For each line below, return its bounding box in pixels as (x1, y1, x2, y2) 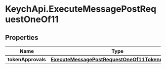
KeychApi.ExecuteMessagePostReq (5, 3, 157, 15)
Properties (5, 33, 39, 42)
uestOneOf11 (5, 14, 59, 25)
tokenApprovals (7, 56, 46, 63)
